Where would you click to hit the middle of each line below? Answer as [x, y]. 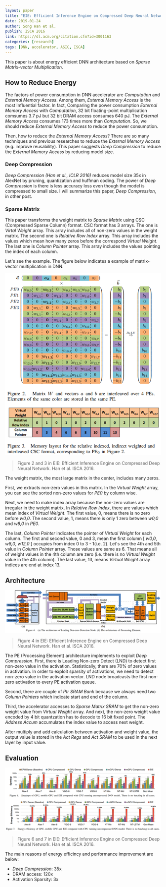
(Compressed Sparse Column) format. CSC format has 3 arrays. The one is [82, 225]
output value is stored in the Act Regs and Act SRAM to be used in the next [81, 737]
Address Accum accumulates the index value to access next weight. [75, 722]
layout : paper [20, 10]
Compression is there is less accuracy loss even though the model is [75, 185]
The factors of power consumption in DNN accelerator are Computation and [83, 95]
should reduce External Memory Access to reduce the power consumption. [82, 126]
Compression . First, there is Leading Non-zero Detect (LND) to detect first [81, 661]
